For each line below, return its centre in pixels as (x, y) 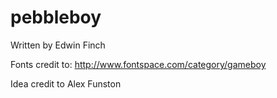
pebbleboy (56, 17)
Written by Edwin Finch (58, 45)
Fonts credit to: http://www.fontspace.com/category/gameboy (138, 64)
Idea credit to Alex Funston (66, 83)
